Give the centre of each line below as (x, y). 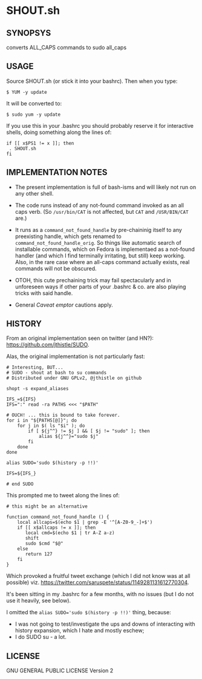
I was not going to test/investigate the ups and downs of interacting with (105, 624)
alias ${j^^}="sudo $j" (68, 437)
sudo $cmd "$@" (44, 544)
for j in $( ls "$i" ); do (51, 426)
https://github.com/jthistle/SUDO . (48, 345)
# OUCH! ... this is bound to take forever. (63, 416)
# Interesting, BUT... (35, 368)
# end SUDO (20, 484)
